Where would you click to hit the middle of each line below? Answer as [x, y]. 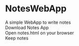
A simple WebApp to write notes [38, 22]
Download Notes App [27, 27]
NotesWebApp [36, 9]
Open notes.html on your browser [39, 33]
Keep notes [17, 38]
